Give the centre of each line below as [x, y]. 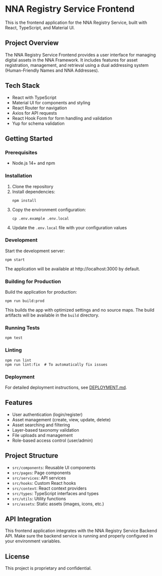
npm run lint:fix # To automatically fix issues [56, 364]
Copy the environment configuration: [49, 209]
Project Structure [32, 456]
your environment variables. [33, 541]
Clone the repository [33, 186]
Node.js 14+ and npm [33, 163]
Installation [19, 176]
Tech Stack [22, 86]
